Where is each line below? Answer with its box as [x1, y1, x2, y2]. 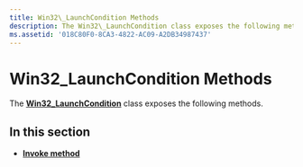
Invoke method [22, 148, 80, 159]
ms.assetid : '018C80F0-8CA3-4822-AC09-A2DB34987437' [9, 30, 212, 39]
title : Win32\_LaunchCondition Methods [9, 13, 160, 22]
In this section [9, 124, 91, 139]
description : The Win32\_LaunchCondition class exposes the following [9, 22, 280, 31]
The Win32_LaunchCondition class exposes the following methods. [9, 98, 263, 109]
